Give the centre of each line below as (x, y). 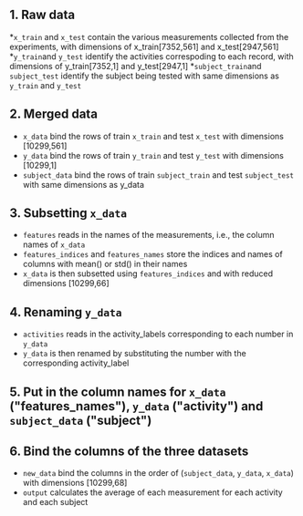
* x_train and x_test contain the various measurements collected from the (149, 36)
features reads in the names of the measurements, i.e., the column (148, 235)
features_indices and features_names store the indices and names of (152, 254)
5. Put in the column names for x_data (118, 392)
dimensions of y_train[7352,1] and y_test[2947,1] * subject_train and (136, 66)
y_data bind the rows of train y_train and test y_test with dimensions (153, 155)
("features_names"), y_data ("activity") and (136, 406)
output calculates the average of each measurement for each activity (152, 492)
